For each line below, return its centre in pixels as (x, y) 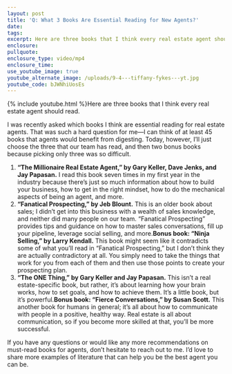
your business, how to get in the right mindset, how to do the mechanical (121, 189)
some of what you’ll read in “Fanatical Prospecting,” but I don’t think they (120, 248)
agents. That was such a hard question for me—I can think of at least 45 (110, 132)
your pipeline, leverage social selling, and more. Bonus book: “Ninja (113, 234)
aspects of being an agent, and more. (70, 197)
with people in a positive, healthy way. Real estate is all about (104, 315)
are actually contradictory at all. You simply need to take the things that (118, 256)
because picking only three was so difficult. (69, 154)
